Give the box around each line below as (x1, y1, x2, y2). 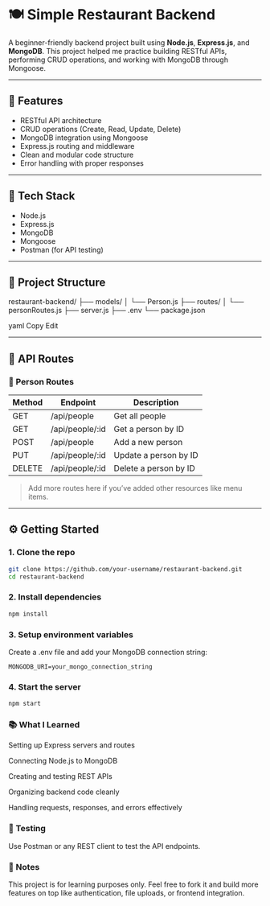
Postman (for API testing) (19, 245, 104, 254)
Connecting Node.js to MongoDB (8, 756, 118, 766)
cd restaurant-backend (8, 572, 84, 581)
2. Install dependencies (8, 591, 102, 603)
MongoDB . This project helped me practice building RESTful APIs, (8, 46, 227, 56)
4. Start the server (8, 681, 82, 692)
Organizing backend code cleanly (8, 787, 120, 797)
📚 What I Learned (8, 719, 80, 731)
